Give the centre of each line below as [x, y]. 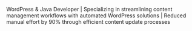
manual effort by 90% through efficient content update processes [88, 22]
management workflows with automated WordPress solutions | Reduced [96, 15]
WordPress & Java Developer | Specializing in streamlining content [89, 9]
